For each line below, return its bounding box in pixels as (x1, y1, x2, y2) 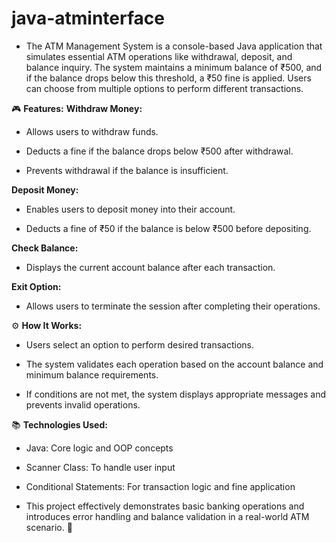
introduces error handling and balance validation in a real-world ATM (25, 510, 310, 522)
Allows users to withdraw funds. (25, 125, 159, 137)
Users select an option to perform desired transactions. (25, 338, 254, 351)
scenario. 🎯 (25, 521, 73, 533)
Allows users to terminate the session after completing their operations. (25, 300, 321, 312)
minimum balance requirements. (25, 368, 159, 381)
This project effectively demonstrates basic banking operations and (25, 500, 305, 512)
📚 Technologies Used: (11, 418, 108, 431)
